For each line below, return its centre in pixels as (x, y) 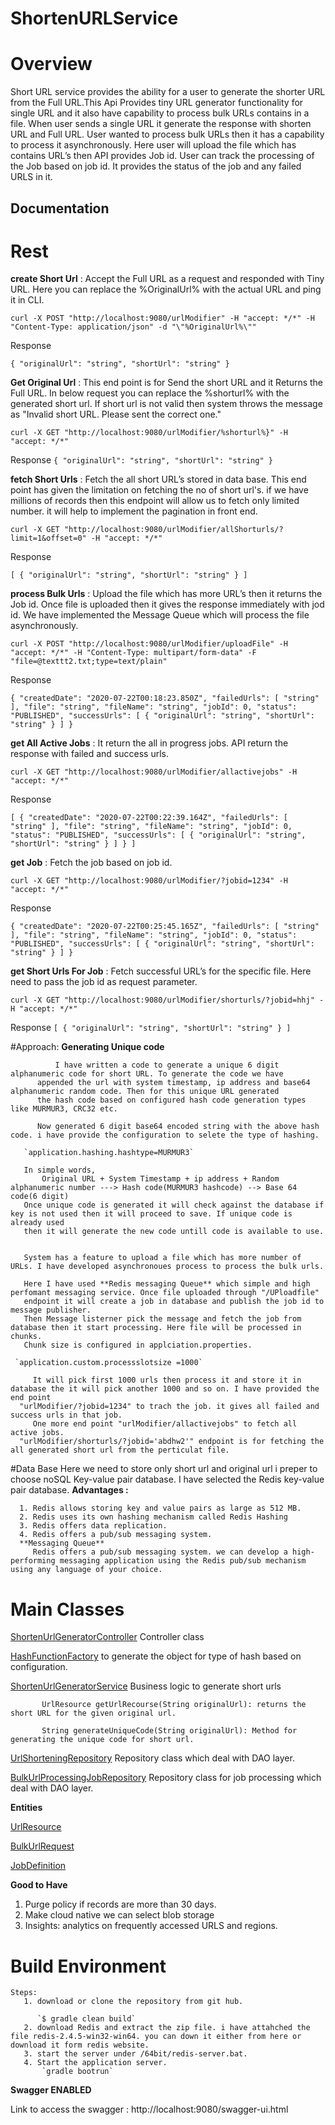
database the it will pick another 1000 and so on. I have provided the (165, 1389)
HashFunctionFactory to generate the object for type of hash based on (156, 1656)
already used (37, 1223)
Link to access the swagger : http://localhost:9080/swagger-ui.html (149, 2109)
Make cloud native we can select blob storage (119, 1915)
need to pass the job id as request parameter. (104, 982)
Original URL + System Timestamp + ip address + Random (160, 1179)
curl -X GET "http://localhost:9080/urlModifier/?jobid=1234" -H (149, 881)
